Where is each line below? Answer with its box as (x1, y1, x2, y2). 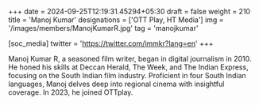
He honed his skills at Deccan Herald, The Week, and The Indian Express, (8, 62, 249, 72)
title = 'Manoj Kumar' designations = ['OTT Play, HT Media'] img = (8, 15, 224, 24)
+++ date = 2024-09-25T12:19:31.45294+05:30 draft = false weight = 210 (8, 7, 251, 16)
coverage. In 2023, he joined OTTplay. (8, 88, 133, 97)
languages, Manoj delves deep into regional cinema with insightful (8, 79, 225, 88)
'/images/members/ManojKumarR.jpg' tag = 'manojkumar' (8, 24, 199, 32)
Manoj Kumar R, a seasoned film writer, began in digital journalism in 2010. (8, 54, 252, 63)
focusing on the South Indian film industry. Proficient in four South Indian (8, 71, 246, 80)
